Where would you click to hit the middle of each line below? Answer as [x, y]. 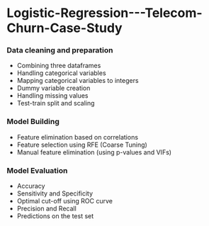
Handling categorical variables [62, 73]
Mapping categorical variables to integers [78, 81]
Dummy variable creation [53, 88]
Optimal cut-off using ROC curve [64, 201]
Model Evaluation [37, 170]
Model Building [33, 122]
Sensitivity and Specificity [55, 193]
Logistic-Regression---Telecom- [104, 13]
